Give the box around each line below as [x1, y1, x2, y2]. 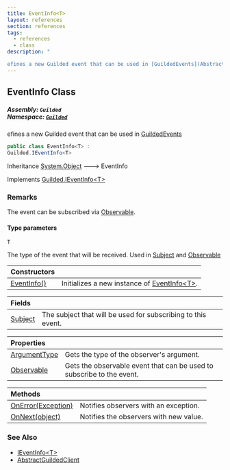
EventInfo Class [7, 86, 76, 98]
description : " [7, 49, 51, 56]
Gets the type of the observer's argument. [64, 350, 200, 360]
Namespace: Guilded [7, 113, 68, 121]
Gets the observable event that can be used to [64, 361, 214, 371]
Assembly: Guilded [7, 105, 62, 113]
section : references [7, 23, 66, 30]
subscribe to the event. [64, 370, 139, 379]
